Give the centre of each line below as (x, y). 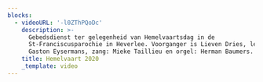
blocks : (20, 15)
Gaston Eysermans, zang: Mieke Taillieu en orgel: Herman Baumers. (141, 52)
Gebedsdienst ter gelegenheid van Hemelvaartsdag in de (121, 37)
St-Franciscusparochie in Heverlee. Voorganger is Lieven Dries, (137, 45)
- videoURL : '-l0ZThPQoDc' (58, 23)
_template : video (50, 66)
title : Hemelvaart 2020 (60, 59)
